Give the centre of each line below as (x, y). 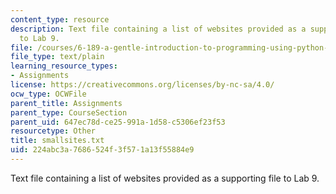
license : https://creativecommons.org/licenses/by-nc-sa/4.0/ (142, 85)
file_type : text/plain (57, 57)
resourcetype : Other (53, 131)
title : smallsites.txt (57, 141)
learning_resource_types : (64, 66)
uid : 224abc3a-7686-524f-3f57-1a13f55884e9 (102, 150)
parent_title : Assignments (66, 103)
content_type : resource (60, 19)
